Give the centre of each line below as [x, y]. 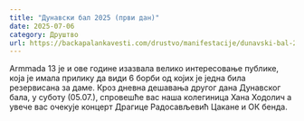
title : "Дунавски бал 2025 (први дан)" [85, 18]
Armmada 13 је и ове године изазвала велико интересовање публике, [144, 69]
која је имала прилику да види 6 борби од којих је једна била [128, 79]
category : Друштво [44, 34]
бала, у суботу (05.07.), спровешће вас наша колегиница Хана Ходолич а [151, 98]
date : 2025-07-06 [42, 26]
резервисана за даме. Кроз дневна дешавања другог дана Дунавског [145, 88]
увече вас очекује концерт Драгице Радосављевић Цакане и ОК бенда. [148, 107]
